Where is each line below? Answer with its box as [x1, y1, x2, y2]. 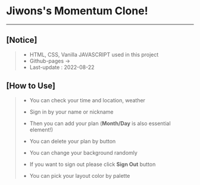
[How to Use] [6, 81, 55, 91]
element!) [29, 126, 54, 133]
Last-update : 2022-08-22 [29, 64, 95, 71]
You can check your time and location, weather [29, 96, 146, 104]
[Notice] [6, 35, 37, 45]
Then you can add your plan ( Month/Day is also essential [29, 120, 171, 127]
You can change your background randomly [29, 149, 138, 156]
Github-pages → [29, 57, 70, 64]
